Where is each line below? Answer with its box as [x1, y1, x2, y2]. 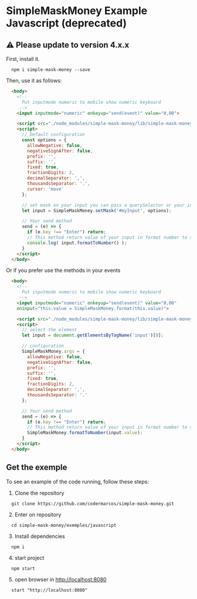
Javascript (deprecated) [6, 16, 127, 30]
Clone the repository [14, 489, 64, 496]
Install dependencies [14, 532, 66, 540]
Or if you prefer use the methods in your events [6, 267, 121, 274]
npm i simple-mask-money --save [11, 67, 91, 73]
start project [14, 554, 45, 561]
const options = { [21, 137, 67, 143]
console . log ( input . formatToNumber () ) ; [27, 240, 127, 246]
